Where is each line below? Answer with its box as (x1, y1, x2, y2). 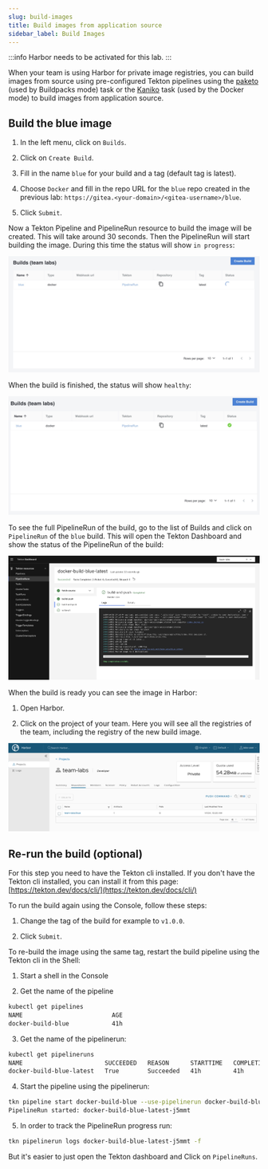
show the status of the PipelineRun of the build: (8, 539, 164, 549)
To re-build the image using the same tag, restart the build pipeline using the (8, 947, 260, 956)
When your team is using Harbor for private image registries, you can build (8, 68, 254, 77)
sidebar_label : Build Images (8, 30, 105, 37)
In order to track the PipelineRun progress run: (19, 1121, 173, 1130)
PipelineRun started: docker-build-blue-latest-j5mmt (8, 1107, 191, 1115)
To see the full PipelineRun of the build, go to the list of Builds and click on (8, 522, 253, 532)
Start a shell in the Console (19, 971, 109, 980)
